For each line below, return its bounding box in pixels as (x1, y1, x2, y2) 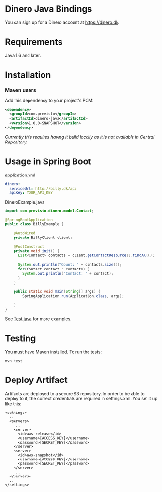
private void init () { (14, 249, 59, 254)
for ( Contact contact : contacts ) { (17, 267, 90, 271)
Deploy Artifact (5, 374, 68, 385)
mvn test (5, 358, 23, 363)
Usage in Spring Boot (5, 156, 92, 167)
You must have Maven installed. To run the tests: (5, 349, 102, 355)
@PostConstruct (14, 244, 44, 249)
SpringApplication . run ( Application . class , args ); (22, 294, 124, 299)
